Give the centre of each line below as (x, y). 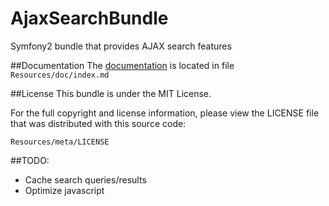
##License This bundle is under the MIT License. (111, 93)
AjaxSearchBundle (89, 18)
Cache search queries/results (85, 179)
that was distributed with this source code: (98, 123)
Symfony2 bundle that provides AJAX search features (121, 46)
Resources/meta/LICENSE (60, 142)
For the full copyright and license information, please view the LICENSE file (165, 113)
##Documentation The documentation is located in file (122, 65)
